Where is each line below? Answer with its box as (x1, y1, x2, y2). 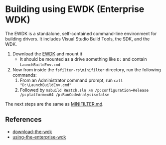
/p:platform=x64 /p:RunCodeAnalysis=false (19, 92, 110, 97)
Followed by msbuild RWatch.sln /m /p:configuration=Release (19, 87, 149, 93)
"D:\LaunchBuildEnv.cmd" (19, 82, 72, 88)
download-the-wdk (12, 129, 52, 135)
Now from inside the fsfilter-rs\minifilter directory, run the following (12, 66, 161, 73)
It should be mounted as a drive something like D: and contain (19, 56, 147, 62)
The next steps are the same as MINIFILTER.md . (5, 101, 104, 107)
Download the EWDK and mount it (12, 51, 83, 57)
